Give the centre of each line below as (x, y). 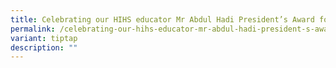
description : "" (44, 47)
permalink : (33, 29)
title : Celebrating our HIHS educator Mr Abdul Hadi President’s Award (162, 19)
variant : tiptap (44, 38)
